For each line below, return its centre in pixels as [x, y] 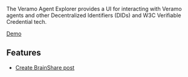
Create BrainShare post [45, 67]
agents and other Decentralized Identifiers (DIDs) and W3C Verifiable [94, 15]
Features [24, 53]
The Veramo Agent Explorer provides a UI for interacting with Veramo [94, 9]
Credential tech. [27, 22]
